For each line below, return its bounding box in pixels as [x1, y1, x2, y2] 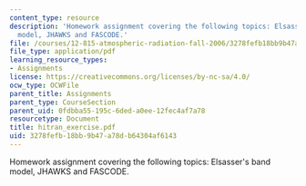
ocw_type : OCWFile [9, 81, 79, 90]
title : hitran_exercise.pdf [9, 123, 117, 132]
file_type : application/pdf [9, 47, 117, 56]
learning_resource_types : [9, 55, 107, 64]
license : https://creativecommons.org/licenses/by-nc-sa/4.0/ [9, 73, 250, 82]
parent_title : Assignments [9, 89, 112, 98]
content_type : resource [9, 13, 100, 23]
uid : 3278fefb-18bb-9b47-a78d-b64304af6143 [9, 132, 178, 141]
